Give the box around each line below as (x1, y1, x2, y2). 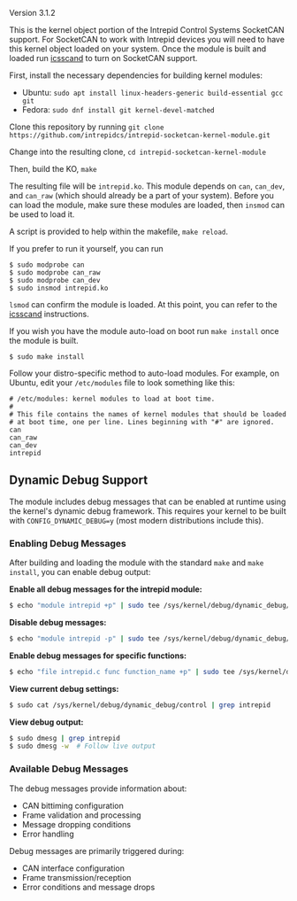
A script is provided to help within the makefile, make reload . (9, 226, 228, 237)
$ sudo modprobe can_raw (9, 268, 101, 277)
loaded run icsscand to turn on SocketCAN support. (9, 53, 198, 63)
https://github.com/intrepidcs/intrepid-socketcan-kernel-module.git (9, 131, 271, 140)
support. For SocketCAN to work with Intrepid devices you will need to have (9, 35, 286, 44)
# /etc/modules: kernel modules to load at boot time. (9, 394, 216, 403)
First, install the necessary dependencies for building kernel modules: (9, 70, 263, 81)
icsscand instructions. (9, 309, 90, 319)
